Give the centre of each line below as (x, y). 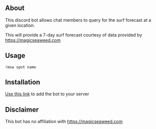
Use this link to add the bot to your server (47, 94)
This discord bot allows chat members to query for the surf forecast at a (78, 20)
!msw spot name (21, 67)
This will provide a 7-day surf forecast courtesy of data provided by (74, 35)
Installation (23, 82)
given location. (20, 25)
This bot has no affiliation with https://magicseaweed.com (64, 122)
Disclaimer (22, 109)
